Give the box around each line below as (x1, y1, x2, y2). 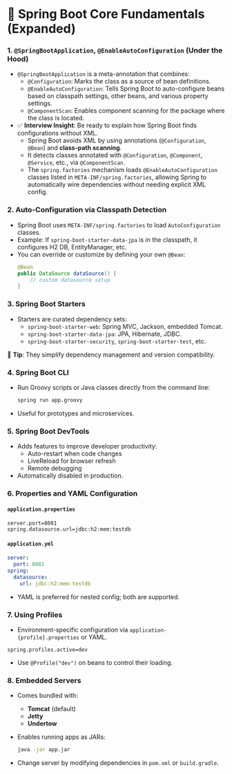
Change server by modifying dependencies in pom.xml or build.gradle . (17, 759, 219, 767)
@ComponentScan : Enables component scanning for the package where (27, 106, 225, 115)
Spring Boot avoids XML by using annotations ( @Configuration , (27, 136, 206, 144)
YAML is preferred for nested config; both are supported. (17, 592, 180, 601)
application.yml (7, 540, 54, 547)
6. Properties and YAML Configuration (7, 489, 138, 498)
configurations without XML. (17, 129, 99, 138)
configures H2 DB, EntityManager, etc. (17, 243, 127, 251)
